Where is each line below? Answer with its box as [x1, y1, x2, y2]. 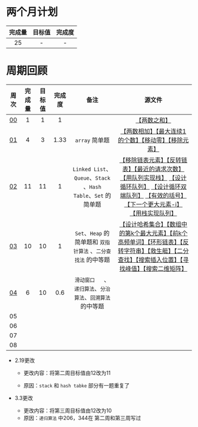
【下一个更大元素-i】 [124, 200, 183, 208]
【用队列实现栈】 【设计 [120, 174, 187, 182]
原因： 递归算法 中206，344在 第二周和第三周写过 [23, 414, 141, 421]
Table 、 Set [73, 191, 104, 200]
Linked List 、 [72, 165, 112, 173]
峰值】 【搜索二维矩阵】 [125, 264, 187, 272]
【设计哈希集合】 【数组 [119, 220, 181, 228]
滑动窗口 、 [74, 275, 110, 283]
